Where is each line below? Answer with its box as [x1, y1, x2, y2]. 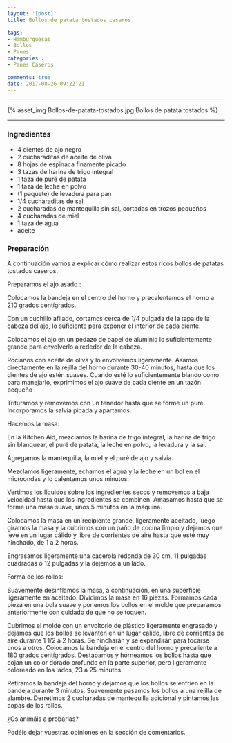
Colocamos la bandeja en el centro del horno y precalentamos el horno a [7, 294, 215, 302]
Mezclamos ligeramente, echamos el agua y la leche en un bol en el [7, 467, 200, 475]
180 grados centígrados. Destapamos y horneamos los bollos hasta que [7, 651, 212, 659]
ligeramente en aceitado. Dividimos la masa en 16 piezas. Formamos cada [7, 593, 217, 602]
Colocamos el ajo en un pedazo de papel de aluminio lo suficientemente [7, 335, 213, 344]
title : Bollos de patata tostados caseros [7, 17, 131, 24]
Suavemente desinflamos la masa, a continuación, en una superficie [7, 586, 202, 595]
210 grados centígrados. [7, 301, 77, 309]
